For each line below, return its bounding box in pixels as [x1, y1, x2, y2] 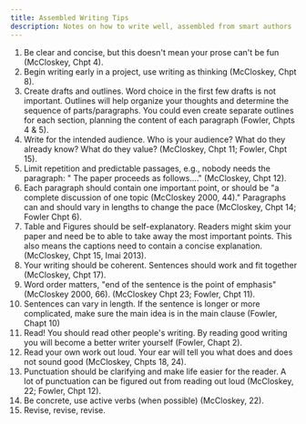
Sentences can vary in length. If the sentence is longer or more [23, 298, 260, 309]
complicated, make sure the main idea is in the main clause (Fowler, [23, 308, 278, 318]
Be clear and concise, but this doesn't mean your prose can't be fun [23, 46, 280, 57]
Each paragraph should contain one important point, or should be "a [23, 182, 280, 193]
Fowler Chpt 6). [23, 211, 83, 222]
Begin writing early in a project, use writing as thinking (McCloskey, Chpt [23, 66, 297, 77]
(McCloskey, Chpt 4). [23, 56, 104, 67]
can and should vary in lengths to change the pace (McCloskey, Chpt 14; [23, 201, 297, 212]
